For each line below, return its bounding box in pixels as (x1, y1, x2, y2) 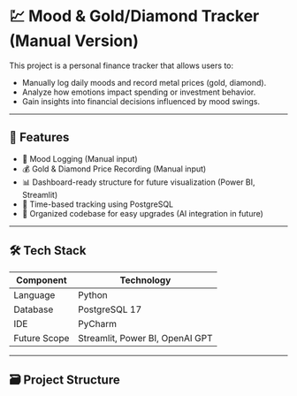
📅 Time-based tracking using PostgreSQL (21, 199, 174, 209)
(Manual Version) (9, 31, 139, 51)
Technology (119, 274, 171, 286)
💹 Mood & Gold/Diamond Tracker (9, 6, 260, 27)
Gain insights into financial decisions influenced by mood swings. (21, 95, 261, 106)
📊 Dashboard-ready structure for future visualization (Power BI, (21, 177, 255, 187)
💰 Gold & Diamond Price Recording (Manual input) (21, 164, 207, 174)
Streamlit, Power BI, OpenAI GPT (78, 331, 214, 344)
